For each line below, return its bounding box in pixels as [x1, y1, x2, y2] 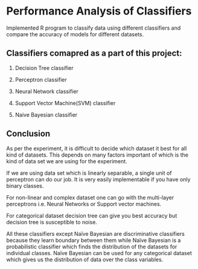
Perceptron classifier [14, 76, 68, 83]
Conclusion [6, 129, 51, 139]
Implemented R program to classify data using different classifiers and [6, 24, 181, 31]
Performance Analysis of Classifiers [6, 4, 192, 18]
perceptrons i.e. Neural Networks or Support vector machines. [6, 200, 162, 207]
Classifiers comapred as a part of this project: [6, 48, 182, 59]
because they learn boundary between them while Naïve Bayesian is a [6, 236, 181, 244]
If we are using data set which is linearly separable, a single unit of [6, 169, 172, 177]
